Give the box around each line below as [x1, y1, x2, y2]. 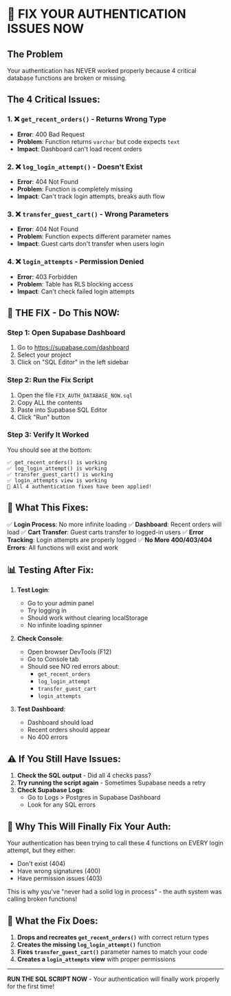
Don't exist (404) [16, 860, 66, 868]
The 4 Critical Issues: [7, 94, 101, 105]
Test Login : [16, 585, 50, 594]
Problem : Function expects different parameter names [16, 232, 171, 240]
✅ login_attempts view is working [7, 477, 107, 484]
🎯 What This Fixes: [7, 502, 89, 514]
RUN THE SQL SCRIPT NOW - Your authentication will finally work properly [7, 975, 220, 983]
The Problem [7, 48, 63, 60]
